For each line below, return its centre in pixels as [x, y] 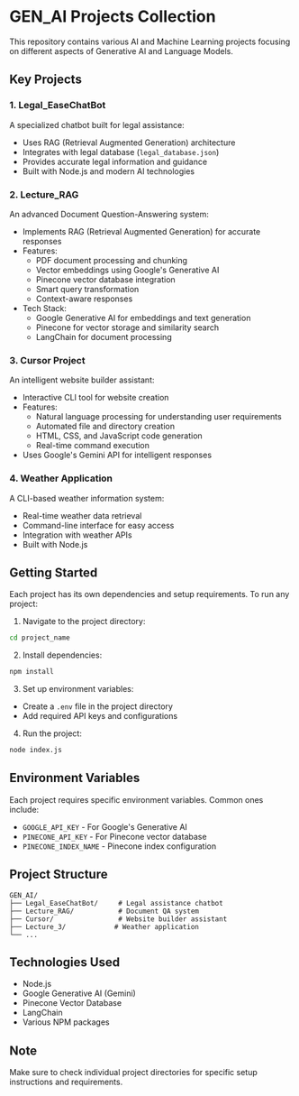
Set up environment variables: [78, 689]
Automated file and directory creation [105, 427]
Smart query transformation [87, 289]
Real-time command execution [93, 446]
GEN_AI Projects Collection [113, 17]
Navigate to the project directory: [84, 622]
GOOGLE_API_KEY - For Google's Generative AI [104, 826]
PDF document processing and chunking [111, 260]
